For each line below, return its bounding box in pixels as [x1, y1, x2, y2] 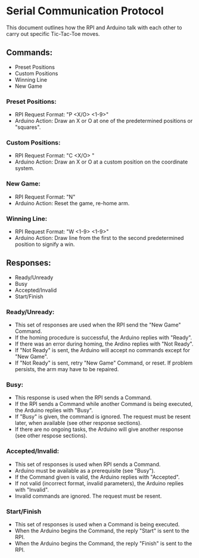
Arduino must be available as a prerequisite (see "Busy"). [14, 467, 156, 474]
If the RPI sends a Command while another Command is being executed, [14, 400, 193, 408]
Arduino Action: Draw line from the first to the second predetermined [14, 234, 184, 241]
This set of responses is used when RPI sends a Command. [14, 461, 161, 468]
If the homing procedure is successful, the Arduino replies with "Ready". [14, 334, 192, 341]
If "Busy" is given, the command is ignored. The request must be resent [14, 413, 191, 420]
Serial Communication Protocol [6, 4, 164, 18]
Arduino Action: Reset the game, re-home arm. [14, 199, 130, 206]
